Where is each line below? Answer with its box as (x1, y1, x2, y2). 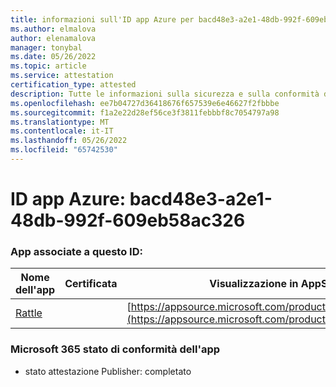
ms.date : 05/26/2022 (10, 52, 97, 62)
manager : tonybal (10, 42, 83, 53)
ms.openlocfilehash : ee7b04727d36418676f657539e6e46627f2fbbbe (10, 98, 280, 108)
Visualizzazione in (209, 277, 299, 291)
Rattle (15, 306, 43, 320)
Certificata (64, 277, 118, 291)
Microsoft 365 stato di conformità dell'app (10, 342, 221, 356)
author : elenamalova (10, 33, 97, 43)
